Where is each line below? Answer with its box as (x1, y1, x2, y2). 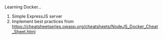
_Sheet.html (11, 29, 36, 34)
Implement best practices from (11, 19, 74, 24)
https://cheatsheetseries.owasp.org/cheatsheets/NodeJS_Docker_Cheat (11, 24, 158, 29)
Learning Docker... (4, 4, 42, 10)
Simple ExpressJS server (11, 13, 63, 19)
